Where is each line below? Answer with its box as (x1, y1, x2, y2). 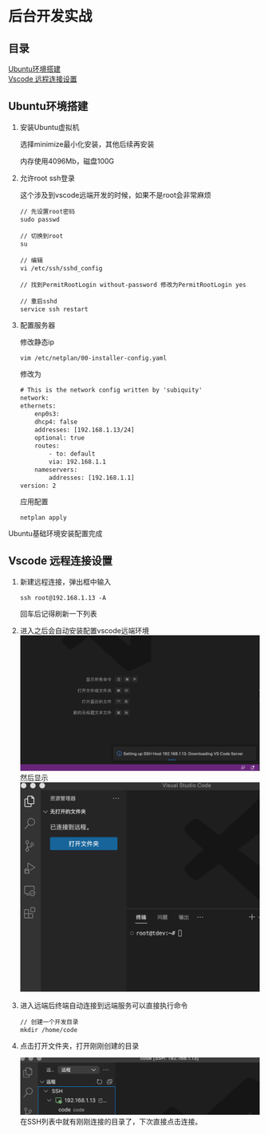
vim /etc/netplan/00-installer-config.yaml (19, 354, 167, 362)
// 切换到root (19, 232, 64, 240)
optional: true (34, 434, 85, 442)
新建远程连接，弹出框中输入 (19, 577, 112, 586)
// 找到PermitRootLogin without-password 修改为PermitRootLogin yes (19, 281, 246, 289)
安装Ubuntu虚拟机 (19, 122, 80, 132)
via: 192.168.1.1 (49, 458, 106, 466)
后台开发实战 (8, 7, 93, 26)
